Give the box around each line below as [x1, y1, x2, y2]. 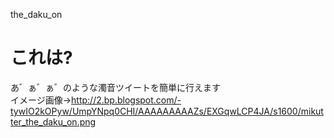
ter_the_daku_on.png [10, 115, 97, 128]
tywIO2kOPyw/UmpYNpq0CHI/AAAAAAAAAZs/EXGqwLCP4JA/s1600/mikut [10, 105, 324, 117]
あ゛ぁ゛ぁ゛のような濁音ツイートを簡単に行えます [10, 81, 221, 93]
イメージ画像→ [10, 94, 72, 106]
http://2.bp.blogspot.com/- [71, 94, 182, 106]
